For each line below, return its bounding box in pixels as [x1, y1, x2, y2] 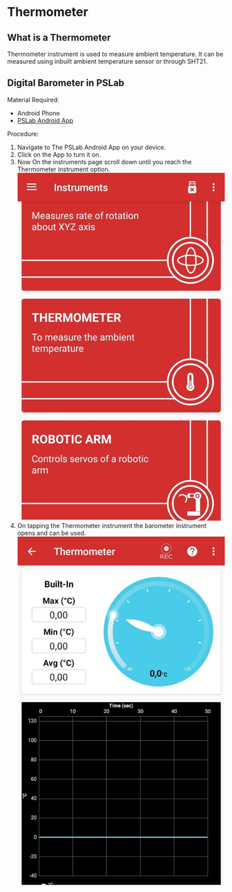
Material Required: [7, 95, 60, 104]
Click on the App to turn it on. [17, 150, 101, 159]
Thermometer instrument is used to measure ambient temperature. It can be [7, 50, 224, 58]
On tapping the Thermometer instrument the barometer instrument [17, 521, 207, 530]
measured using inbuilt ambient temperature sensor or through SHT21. [7, 57, 208, 66]
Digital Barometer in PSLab [7, 77, 125, 89]
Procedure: [7, 129, 39, 138]
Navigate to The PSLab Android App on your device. [17, 143, 166, 151]
